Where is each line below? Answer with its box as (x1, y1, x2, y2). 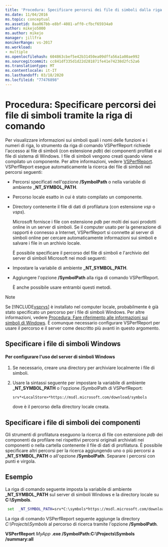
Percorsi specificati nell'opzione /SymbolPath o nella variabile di (12, 179, 146, 185)
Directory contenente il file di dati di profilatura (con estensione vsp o (12, 203, 155, 209)
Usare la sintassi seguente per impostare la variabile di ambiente (12, 380, 146, 386)
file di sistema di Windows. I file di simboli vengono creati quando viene (5, 153, 152, 159)
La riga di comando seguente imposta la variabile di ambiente (5, 486, 132, 492)
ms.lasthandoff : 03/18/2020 (5, 73, 64, 78)
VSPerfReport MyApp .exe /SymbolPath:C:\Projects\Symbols (5, 530, 135, 536)
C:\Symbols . (5, 497, 31, 503)
